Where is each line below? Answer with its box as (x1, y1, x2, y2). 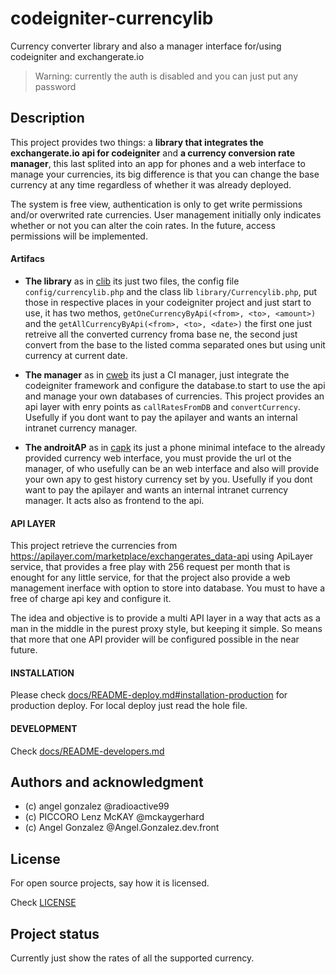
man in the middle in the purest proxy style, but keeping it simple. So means (10, 623, 323, 635)
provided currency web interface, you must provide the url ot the (24, 452, 292, 464)
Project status (10, 925, 100, 942)
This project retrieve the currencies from (10, 540, 178, 552)
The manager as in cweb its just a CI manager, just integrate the (24, 368, 290, 381)
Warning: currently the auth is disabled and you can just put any (34, 70, 299, 82)
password (34, 80, 77, 92)
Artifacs (10, 253, 45, 265)
